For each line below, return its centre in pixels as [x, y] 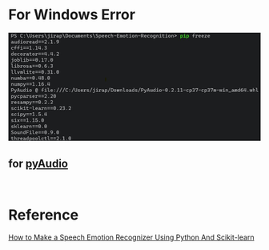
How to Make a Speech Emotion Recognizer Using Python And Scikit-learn [131, 237]
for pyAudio [38, 163]
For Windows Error [72, 15]
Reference [43, 215]
